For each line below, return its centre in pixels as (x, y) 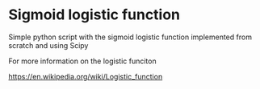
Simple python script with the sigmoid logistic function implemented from (130, 37)
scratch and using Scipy (48, 45)
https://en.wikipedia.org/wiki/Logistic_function (86, 76)
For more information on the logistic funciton (82, 61)
